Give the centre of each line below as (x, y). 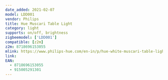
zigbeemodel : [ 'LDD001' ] (31, 38)
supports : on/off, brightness (37, 33)
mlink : (12, 51)
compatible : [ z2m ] (24, 42)
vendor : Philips (22, 19)
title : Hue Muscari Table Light (39, 24)
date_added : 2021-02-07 (30, 10)
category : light (22, 28)
